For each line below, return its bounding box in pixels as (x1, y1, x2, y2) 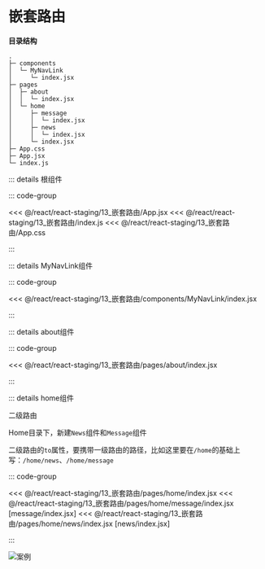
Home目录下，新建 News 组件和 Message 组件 (8, 427, 147, 437)
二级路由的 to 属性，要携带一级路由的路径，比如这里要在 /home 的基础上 (8, 444, 241, 454)
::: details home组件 (8, 392, 75, 403)
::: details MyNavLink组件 (8, 260, 93, 270)
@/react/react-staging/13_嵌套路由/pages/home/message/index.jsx (8, 498, 234, 508)
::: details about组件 (8, 326, 75, 336)
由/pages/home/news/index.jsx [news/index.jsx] (8, 519, 171, 528)
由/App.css (8, 227, 46, 237)
